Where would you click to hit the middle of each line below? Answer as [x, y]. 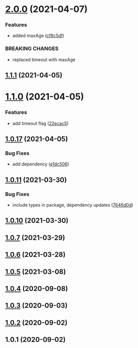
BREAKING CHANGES [32, 48]
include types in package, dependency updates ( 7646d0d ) [73, 205]
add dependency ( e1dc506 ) [41, 164]
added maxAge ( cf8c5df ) [38, 35]
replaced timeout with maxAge [44, 59]
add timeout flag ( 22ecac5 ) [40, 123]
